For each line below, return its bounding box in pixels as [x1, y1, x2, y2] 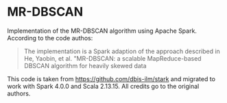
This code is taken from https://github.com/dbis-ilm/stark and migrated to [7, 74, 216, 83]
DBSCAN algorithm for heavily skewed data [23, 61, 147, 70]
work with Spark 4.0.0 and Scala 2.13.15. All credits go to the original [7, 82, 200, 90]
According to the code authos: [7, 33, 93, 42]
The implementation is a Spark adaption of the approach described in [23, 47, 221, 55]
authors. [7, 89, 31, 98]
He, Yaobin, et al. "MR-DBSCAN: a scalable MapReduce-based [23, 54, 202, 62]
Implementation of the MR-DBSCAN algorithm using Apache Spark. [7, 27, 198, 35]
